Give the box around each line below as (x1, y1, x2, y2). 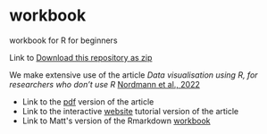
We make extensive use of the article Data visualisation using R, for (9, 69, 258, 80)
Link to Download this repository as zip (9, 52, 153, 63)
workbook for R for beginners (9, 35, 118, 46)
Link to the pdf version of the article (21, 96, 154, 107)
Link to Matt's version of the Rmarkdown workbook (21, 115, 212, 126)
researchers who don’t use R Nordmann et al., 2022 (9, 79, 201, 89)
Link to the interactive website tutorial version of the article (21, 105, 239, 116)
